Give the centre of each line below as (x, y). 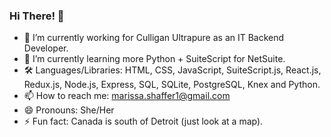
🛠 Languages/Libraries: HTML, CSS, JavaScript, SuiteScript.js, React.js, (172, 70)
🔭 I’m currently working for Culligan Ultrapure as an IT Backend (154, 38)
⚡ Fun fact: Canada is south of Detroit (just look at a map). (143, 121)
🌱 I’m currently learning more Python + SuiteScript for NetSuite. (154, 59)
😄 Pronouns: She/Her (69, 110)
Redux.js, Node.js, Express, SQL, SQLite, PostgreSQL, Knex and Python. (172, 85)
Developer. (46, 48)
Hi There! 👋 (37, 16)
